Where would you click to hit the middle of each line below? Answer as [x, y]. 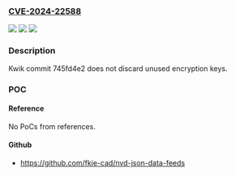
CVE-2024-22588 [45, 11]
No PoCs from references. [52, 126]
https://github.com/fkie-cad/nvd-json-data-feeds [103, 162]
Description [32, 51]
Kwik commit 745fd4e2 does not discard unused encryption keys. [118, 68]
